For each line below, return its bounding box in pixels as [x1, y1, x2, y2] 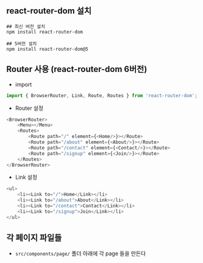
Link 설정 [15, 173, 38, 181]
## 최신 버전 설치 [6, 23, 46, 29]
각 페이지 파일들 [6, 232, 62, 243]
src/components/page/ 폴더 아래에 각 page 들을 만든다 [15, 250, 146, 258]
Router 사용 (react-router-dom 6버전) [6, 64, 148, 74]
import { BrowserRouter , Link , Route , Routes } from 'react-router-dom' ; [6, 92, 198, 99]
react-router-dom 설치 [6, 5, 91, 16]
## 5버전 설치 [6, 40, 37, 47]
